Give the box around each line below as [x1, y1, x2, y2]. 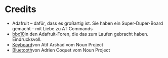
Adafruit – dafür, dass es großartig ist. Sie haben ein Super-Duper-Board [12, 20, 163, 26]
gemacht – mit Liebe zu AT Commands [12, 25, 93, 31]
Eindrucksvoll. [12, 36, 41, 42]
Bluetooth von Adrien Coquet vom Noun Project [12, 47, 110, 53]
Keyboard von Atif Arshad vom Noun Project [12, 41, 103, 47]
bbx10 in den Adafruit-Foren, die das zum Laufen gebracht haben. [12, 31, 149, 37]
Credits [5, 4, 36, 15]
